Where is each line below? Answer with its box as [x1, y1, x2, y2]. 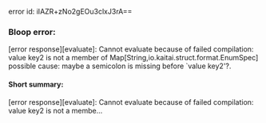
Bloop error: [8, 26, 56, 37]
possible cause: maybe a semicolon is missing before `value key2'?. [8, 61, 232, 71]
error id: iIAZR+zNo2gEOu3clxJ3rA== [8, 7, 133, 16]
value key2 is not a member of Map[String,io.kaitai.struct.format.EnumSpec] [8, 53, 259, 63]
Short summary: [8, 79, 64, 89]
